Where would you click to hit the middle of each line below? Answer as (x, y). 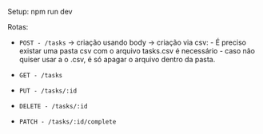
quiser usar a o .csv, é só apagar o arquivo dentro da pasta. (117, 59)
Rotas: (18, 27)
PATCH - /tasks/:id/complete (68, 122)
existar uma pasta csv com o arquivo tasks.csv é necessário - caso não (137, 51)
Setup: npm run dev (40, 12)
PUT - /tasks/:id (48, 91)
